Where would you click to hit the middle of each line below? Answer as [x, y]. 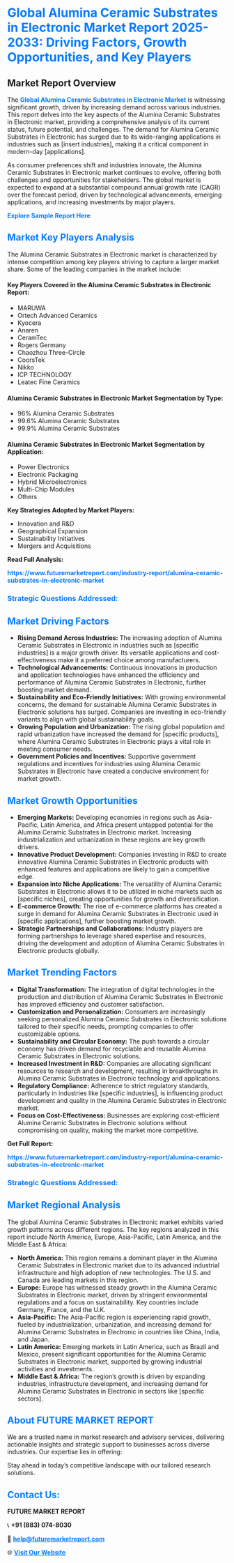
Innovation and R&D [46, 524]
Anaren [28, 330]
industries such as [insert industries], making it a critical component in [108, 144]
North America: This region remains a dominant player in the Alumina [117, 1258]
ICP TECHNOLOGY [44, 375]
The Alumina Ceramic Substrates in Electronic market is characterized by [112, 254]
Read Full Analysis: [36, 560]
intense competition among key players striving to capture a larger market [113, 261]
